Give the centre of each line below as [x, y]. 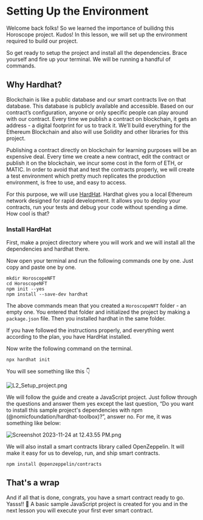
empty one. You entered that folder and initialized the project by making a [98, 312]
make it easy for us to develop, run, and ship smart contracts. [83, 453]
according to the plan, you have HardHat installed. [69, 337]
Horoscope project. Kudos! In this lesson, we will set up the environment [97, 34]
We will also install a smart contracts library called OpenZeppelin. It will [95, 447]
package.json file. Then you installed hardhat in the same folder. [86, 319]
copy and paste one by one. [41, 267]
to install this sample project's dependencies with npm [74, 410]
